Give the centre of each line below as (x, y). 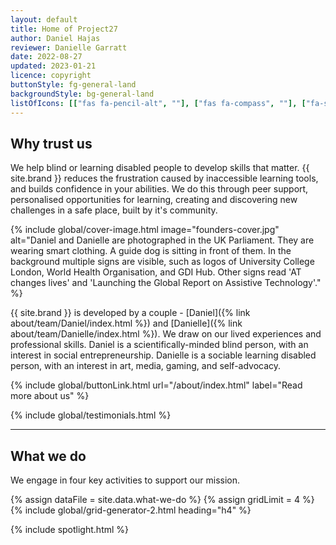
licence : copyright (51, 76)
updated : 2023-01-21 (53, 66)
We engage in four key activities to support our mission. (125, 480)
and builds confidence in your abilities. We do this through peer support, (159, 189)
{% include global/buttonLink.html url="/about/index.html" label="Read (156, 385)
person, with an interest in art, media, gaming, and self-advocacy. (146, 366)
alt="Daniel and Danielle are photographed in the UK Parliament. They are (162, 240)
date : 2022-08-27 (46, 57)
